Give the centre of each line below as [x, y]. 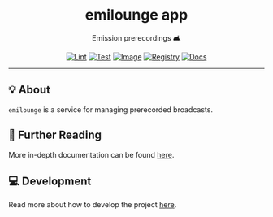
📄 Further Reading [55, 135]
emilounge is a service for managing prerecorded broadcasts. [111, 109]
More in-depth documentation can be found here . [91, 154]
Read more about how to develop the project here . [93, 205]
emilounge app [136, 15]
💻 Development [50, 181]
